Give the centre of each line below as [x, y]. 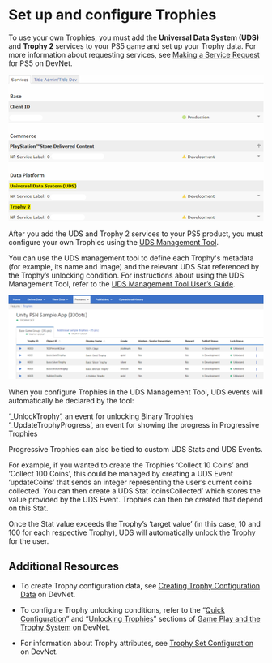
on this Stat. [28, 508]
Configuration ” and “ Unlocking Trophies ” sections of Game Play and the [140, 619]
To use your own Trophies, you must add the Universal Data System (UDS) [134, 37]
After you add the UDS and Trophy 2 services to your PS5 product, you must [136, 234]
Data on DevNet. [48, 595]
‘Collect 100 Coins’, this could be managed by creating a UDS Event [121, 473]
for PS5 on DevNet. [40, 63]
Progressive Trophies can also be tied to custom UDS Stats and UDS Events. [136, 449]
